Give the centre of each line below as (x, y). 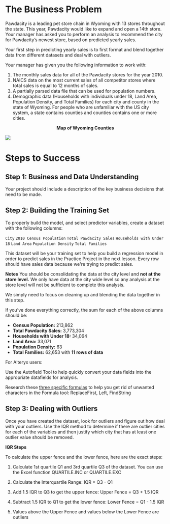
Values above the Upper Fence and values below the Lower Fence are (86, 512)
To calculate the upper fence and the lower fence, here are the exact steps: (84, 457)
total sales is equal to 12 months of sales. (56, 86)
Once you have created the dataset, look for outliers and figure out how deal (85, 421)
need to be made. (24, 194)
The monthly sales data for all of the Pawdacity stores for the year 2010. (88, 74)
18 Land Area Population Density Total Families (56, 244)
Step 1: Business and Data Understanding (72, 177)
